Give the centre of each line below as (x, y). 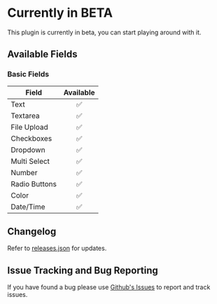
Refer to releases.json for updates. (57, 248)
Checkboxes (31, 138)
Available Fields (43, 54)
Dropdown (28, 150)
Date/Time (28, 207)
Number (24, 172)
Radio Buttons (34, 184)
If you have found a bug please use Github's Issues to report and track (109, 287)
